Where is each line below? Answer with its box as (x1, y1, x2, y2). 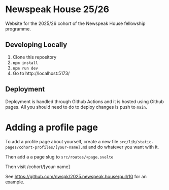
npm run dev (12, 66, 38, 71)
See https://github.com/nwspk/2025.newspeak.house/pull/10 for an (5, 173, 147, 179)
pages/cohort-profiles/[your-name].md (5, 145, 87, 150)
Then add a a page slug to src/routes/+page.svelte (5, 153, 114, 160)
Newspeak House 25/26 (5, 4, 110, 15)
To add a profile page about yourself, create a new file (5, 138, 119, 144)
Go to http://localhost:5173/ (12, 70, 70, 76)
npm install (12, 60, 38, 66)
